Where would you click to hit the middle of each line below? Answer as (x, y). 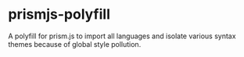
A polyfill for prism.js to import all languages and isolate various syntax (122, 36)
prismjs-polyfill (59, 14)
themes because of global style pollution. (75, 44)
